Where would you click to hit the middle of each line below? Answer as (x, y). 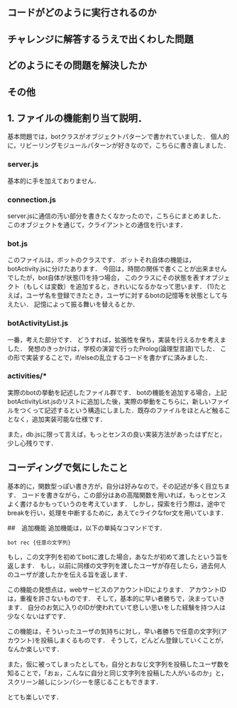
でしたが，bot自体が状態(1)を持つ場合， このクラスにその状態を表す (106, 278)
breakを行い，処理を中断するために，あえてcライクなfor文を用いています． (117, 513)
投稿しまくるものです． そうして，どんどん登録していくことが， (134, 640)
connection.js (32, 200)
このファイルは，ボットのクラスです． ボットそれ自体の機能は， (101, 260)
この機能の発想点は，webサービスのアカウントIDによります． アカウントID (117, 589)
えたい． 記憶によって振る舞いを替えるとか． (73, 305)
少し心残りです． (32, 443)
